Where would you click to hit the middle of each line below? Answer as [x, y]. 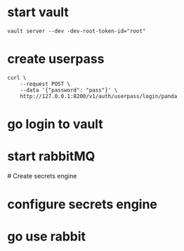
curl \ [17, 78]
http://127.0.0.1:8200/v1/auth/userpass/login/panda [99, 96]
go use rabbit [47, 237]
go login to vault [55, 124]
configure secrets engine [83, 204]
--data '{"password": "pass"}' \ [69, 90]
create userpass [56, 59]
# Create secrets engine [42, 176]
